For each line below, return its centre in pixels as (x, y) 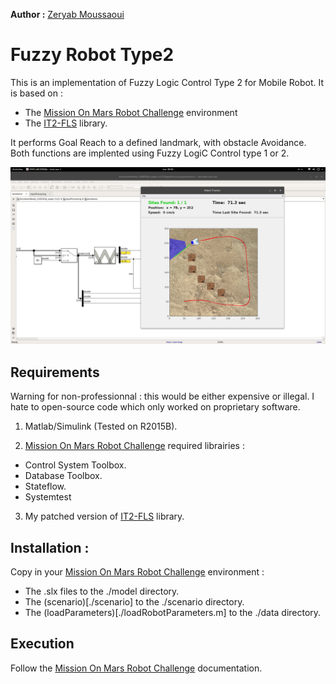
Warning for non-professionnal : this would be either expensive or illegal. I (162, 396)
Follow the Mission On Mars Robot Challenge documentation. (136, 668)
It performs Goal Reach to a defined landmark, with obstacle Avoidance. (158, 142)
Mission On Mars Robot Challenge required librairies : (134, 446)
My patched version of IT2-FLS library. (104, 516)
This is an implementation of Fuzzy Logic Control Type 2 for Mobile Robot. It (167, 82)
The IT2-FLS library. (66, 123)
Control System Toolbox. (75, 465)
